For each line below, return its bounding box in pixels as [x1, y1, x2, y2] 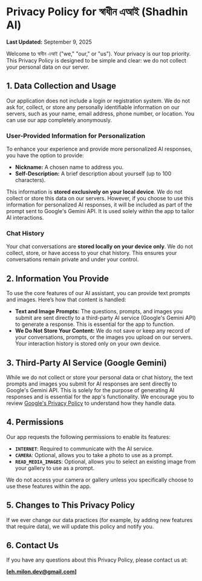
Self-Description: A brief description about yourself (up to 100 [15, 170, 172, 177]
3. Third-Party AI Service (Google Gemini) [6, 358, 168, 368]
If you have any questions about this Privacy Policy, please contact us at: [6, 556, 188, 563]
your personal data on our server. [6, 63, 90, 70]
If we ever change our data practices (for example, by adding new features [6, 516, 193, 523]
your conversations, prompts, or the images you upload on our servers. [15, 333, 193, 341]
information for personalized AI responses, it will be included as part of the [6, 201, 192, 208]
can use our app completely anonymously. [6, 116, 112, 123]
